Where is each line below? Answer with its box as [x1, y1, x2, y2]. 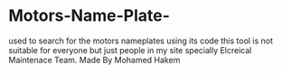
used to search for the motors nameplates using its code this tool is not [8, 35, 273, 46]
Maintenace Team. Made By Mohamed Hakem [8, 54, 181, 65]
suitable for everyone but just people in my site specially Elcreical [8, 44, 252, 55]
